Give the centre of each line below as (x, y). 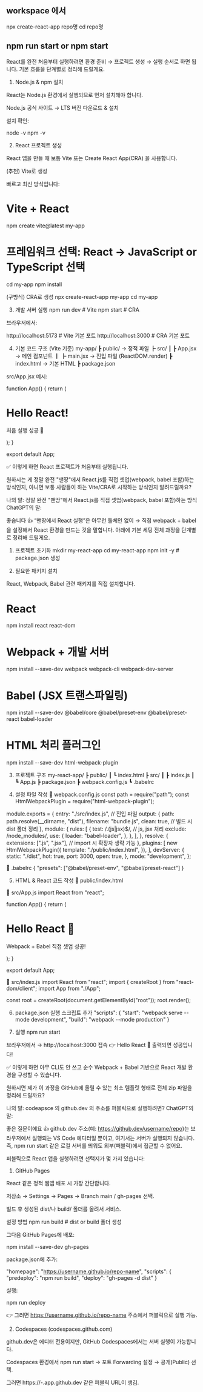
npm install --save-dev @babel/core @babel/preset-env (76, 713)
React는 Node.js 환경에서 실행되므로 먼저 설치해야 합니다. (75, 95)
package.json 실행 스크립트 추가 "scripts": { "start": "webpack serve (99, 1013)
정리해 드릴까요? (26, 1096)
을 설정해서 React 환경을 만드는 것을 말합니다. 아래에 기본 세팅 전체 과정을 (93, 530)
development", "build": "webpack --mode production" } (100, 1020)
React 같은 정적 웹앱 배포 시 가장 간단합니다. (58, 1183)
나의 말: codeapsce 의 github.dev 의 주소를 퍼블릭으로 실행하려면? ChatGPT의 (100, 1108)
